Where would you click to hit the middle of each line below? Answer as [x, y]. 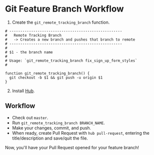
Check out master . [30, 117]
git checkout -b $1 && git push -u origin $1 [56, 77]
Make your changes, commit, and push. [51, 128]
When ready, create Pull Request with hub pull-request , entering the [81, 133]
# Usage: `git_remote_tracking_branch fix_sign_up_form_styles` [71, 61]
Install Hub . [23, 91]
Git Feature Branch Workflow [65, 9]
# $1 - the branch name [29, 52]
